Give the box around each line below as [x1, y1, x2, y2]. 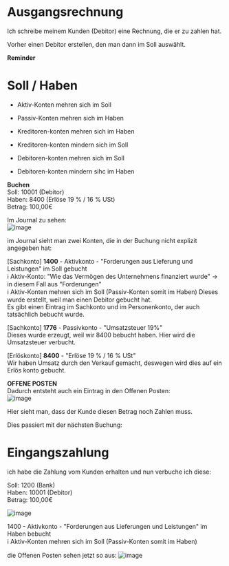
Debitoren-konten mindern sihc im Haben [17, 167, 135, 176]
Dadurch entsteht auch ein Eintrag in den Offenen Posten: [7, 386, 171, 395]
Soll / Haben [7, 78, 78, 94]
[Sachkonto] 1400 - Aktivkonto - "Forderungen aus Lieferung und [7, 257, 193, 265]
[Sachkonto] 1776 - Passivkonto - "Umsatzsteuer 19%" [7, 323, 163, 331]
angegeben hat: [7, 244, 52, 252]
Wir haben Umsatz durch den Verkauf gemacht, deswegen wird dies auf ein [7, 359, 222, 367]
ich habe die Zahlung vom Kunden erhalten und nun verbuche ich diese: [7, 468, 212, 476]
